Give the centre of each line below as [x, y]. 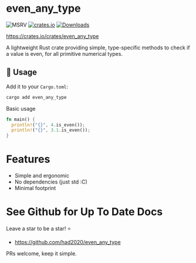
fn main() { [21, 119]
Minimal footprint [35, 188]
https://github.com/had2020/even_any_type [68, 242]
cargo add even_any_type [36, 97]
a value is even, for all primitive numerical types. [65, 54]
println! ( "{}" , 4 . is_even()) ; [48, 125]
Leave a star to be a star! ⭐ [39, 229]
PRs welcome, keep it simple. [42, 254]
